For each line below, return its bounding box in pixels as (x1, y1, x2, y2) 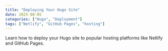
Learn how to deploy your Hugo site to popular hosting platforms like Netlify (5, 35, 163, 41)
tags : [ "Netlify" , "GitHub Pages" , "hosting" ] (5, 21, 105, 26)
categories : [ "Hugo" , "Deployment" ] (5, 16, 82, 21)
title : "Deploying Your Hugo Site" (5, 7, 80, 12)
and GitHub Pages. (5, 40, 44, 46)
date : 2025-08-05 (5, 12, 42, 17)
